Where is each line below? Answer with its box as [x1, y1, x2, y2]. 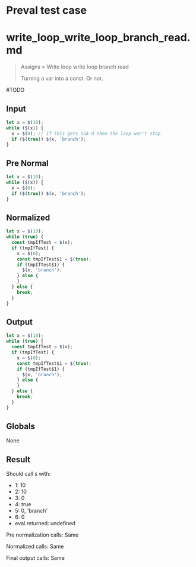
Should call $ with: [6, 470, 51, 478]
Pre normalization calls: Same [6, 531, 79, 538]
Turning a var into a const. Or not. [20, 75, 103, 82]
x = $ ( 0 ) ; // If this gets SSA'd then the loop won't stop [11, 131, 161, 137]
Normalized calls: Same [6, 543, 64, 550]
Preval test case [6, 4, 87, 17]
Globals [6, 422, 36, 432]
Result [6, 454, 31, 464]
